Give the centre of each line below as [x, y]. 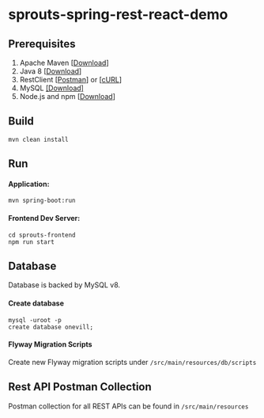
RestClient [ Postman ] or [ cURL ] [71, 80]
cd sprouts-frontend [42, 235]
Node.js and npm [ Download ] [68, 96]
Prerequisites [42, 44]
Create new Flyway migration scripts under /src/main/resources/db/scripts [132, 362]
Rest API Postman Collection [80, 387]
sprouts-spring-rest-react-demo [118, 15]
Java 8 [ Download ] [51, 71]
